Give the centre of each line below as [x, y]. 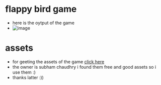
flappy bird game [41, 9]
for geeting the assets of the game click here [58, 62]
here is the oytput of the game [43, 23]
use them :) [24, 72]
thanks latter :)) [28, 77]
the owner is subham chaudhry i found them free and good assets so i [84, 67]
